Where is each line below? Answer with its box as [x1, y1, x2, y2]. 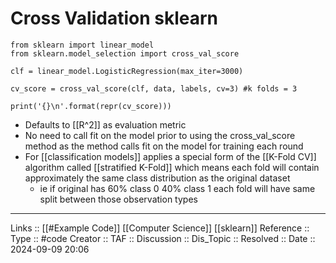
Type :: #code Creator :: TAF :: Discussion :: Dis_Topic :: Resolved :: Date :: [10, 232, 316, 244]
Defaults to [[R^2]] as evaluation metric [24, 118, 187, 131]
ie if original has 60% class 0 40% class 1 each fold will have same [39, 182, 316, 194]
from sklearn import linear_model [10, 40, 155, 50]
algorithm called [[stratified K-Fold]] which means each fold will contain [24, 161, 320, 173]
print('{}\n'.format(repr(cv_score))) [10, 101, 172, 111]
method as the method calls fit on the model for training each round [24, 140, 304, 152]
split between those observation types [39, 193, 198, 205]
